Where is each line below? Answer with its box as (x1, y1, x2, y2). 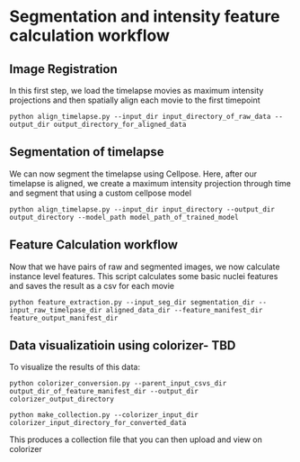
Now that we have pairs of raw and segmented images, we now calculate (9, 261, 280, 272)
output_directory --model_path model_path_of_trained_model (9, 213, 240, 222)
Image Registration (9, 61, 119, 77)
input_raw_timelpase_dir (9, 305, 102, 314)
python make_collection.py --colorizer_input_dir (9, 411, 199, 420)
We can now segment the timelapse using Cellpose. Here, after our (9, 168, 258, 179)
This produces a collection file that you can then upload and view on (9, 434, 263, 445)
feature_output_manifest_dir (9, 313, 119, 322)
